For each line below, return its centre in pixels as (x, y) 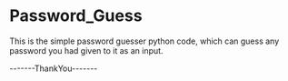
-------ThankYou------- (54, 68)
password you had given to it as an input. (86, 50)
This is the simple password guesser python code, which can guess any (144, 41)
